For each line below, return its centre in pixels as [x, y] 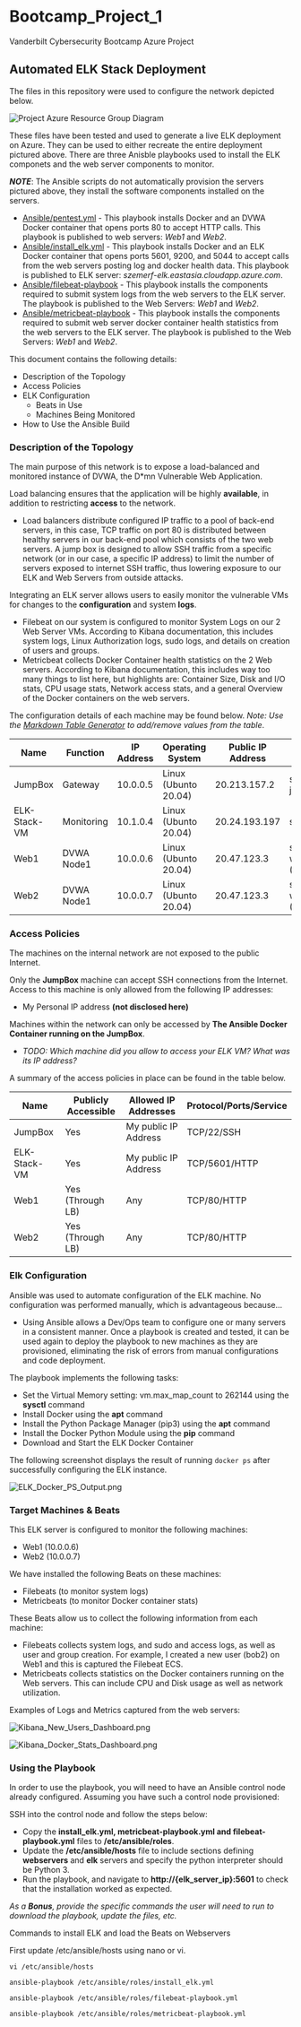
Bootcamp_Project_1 [86, 17]
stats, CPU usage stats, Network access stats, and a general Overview [153, 689]
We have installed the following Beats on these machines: [116, 1573]
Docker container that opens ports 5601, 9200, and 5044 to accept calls [155, 256]
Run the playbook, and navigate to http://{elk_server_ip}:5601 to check [155, 1879]
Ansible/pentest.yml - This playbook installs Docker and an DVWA [144, 218]
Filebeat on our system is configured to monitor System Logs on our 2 [151, 622]
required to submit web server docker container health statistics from [150, 322]
